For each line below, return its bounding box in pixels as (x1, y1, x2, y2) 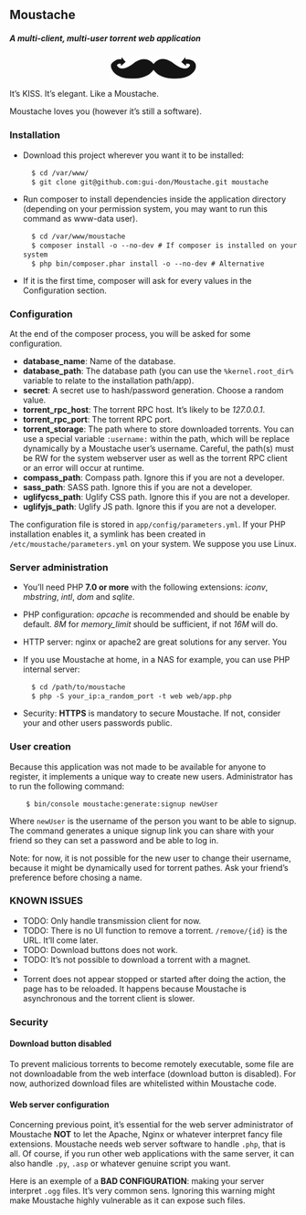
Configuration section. (22, 285, 108, 296)
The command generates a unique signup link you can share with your (9, 825, 275, 836)
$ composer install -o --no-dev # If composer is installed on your (31, 241, 298, 250)
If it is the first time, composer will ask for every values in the (22, 275, 252, 286)
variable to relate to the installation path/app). (22, 374, 195, 386)
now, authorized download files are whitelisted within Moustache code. (9, 1077, 277, 1089)
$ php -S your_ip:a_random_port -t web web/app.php (31, 692, 232, 701)
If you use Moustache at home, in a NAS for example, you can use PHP (22, 655, 290, 665)
